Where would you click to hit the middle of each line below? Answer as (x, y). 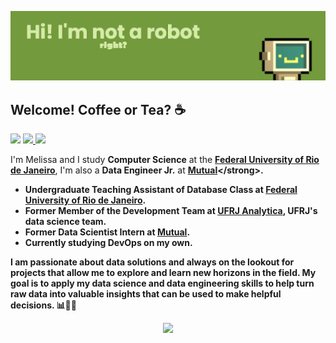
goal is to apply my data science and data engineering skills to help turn (162, 283)
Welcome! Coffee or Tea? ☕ (98, 109)
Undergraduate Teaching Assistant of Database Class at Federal (161, 190)
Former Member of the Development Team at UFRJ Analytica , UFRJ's (171, 211)
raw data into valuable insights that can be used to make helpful (146, 294)
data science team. (65, 222)
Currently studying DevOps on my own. (108, 243)
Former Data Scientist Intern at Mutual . (107, 232)
